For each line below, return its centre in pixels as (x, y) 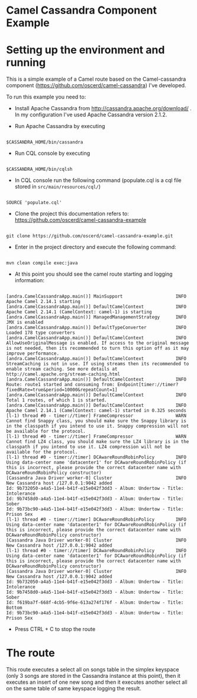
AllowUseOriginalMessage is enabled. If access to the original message (98, 343)
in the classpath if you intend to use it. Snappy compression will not (98, 426)
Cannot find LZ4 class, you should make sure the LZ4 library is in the (98, 442)
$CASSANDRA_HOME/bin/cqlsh (39, 170)
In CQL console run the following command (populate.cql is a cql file (98, 180)
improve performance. (33, 353)
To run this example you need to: (46, 97)
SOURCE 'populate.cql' (34, 203)
